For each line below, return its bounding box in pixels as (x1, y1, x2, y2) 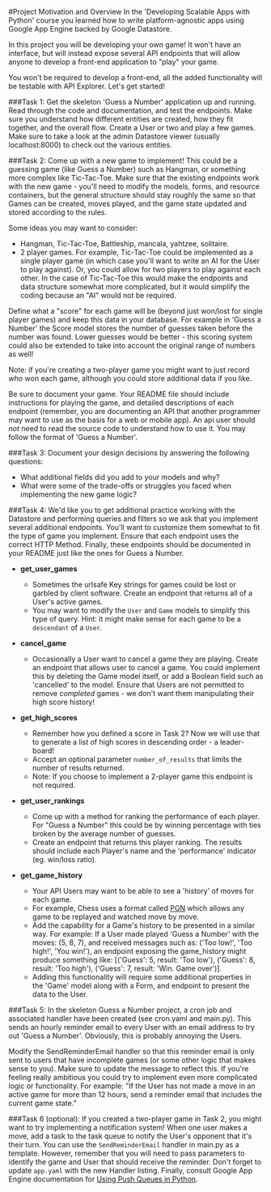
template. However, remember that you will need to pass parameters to (8, 1148, 245, 1158)
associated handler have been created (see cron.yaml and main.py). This (8, 1014, 252, 1023)
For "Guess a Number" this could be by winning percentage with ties (32, 820, 261, 830)
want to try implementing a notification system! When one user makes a (8, 1122, 248, 1132)
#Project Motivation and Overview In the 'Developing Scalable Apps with (8, 7, 251, 16)
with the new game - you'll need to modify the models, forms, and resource (8, 182, 260, 191)
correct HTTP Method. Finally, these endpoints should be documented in (8, 540, 251, 549)
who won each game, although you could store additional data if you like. (8, 374, 252, 383)
